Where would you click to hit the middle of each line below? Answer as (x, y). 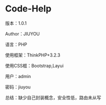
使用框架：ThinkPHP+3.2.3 (33, 55)
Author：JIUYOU (22, 33)
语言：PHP (16, 44)
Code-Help (28, 9)
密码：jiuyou (18, 87)
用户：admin (18, 76)
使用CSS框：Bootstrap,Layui (34, 65)
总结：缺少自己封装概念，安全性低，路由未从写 (53, 97)
